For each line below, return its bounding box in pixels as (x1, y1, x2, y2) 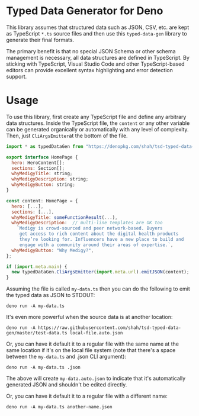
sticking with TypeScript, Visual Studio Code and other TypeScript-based (6, 60, 185, 67)
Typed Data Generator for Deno (6, 4, 163, 18)
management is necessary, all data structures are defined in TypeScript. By (6, 54, 190, 61)
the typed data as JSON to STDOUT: (6, 292, 95, 299)
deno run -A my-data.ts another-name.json (6, 404, 113, 410)
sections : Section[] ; (11, 165, 65, 171)
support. (6, 73, 27, 80)
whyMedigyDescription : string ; (11, 176, 89, 182)
